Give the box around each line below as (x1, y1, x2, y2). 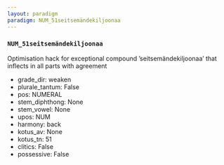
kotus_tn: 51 (17, 135, 53, 143)
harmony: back (17, 120, 62, 128)
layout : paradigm (7, 10, 58, 18)
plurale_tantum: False (17, 82, 79, 91)
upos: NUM (17, 112, 51, 121)
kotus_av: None (17, 127, 63, 136)
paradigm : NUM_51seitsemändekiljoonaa (7, 17, 121, 24)
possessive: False (17, 150, 70, 158)
